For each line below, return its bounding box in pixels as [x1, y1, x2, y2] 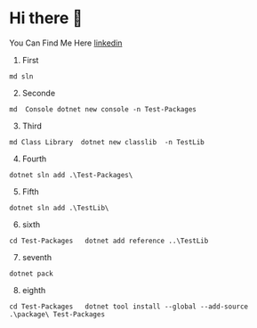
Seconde [21, 87, 56, 98]
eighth [21, 284, 46, 295]
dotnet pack [9, 269, 53, 278]
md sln [9, 71, 34, 81]
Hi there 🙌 [9, 8, 83, 29]
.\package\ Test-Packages [9, 309, 105, 319]
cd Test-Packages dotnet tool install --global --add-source [9, 302, 249, 311]
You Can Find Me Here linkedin [9, 37, 123, 48]
